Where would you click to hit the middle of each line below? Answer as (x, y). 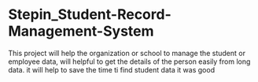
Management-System (81, 31)
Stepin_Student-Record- (90, 15)
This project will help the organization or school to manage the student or (127, 53)
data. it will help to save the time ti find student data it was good (111, 69)
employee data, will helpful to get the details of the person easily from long (129, 61)
